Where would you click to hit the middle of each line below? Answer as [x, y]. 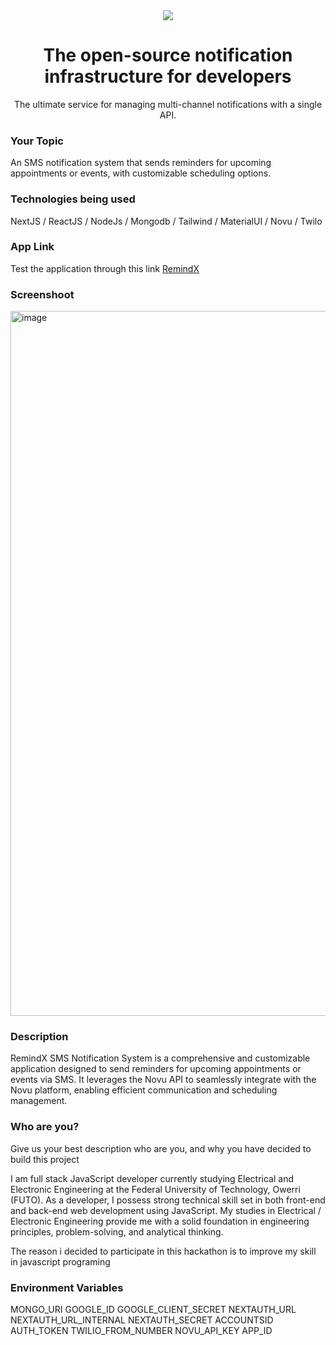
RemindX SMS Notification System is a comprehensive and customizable [160, 1058]
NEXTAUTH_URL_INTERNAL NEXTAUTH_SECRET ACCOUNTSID [142, 1320]
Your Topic [37, 141]
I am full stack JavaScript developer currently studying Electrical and [152, 1178]
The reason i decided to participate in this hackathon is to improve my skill [163, 1251]
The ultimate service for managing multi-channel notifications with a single [168, 104]
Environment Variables [67, 1287]
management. [39, 1101]
